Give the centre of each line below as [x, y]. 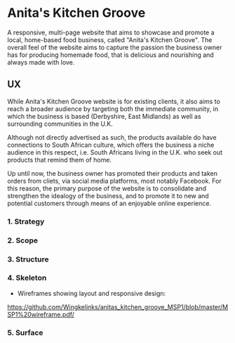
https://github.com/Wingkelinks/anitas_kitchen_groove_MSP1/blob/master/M [118, 306]
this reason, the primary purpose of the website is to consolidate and [107, 188]
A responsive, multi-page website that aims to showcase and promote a [111, 32]
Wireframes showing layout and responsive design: [92, 293]
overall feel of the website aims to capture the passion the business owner [115, 47]
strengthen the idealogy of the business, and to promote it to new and [108, 195]
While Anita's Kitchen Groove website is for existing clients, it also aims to [114, 101]
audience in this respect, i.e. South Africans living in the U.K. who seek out [115, 152]
